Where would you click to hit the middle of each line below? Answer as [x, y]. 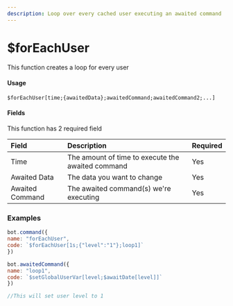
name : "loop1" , [29, 271]
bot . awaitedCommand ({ [38, 264]
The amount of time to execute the [123, 157]
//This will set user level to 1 [55, 296]
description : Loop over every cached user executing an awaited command [114, 14]
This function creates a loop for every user [68, 67]
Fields [16, 113]
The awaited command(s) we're [119, 188]
